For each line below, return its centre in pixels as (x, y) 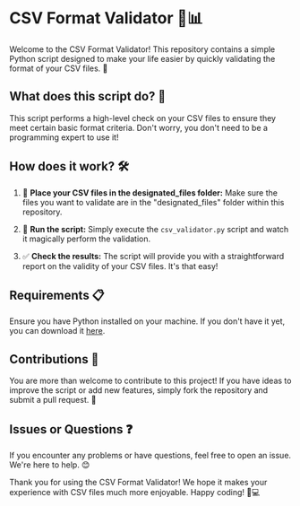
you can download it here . (57, 331)
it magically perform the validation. (86, 239)
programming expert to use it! (64, 137)
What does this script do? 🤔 (88, 96)
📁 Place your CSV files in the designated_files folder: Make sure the (150, 192)
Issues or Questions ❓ (71, 429)
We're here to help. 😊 (50, 465)
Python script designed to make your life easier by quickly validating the (142, 58)
